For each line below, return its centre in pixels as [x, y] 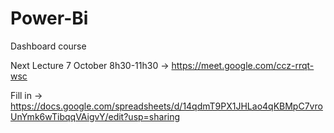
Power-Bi [49, 18]
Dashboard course [48, 46]
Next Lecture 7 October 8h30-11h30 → [90, 65]
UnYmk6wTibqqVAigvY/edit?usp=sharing [95, 116]
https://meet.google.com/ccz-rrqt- [243, 65]
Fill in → [26, 95]
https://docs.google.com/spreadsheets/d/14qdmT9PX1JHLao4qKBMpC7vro [166, 106]
